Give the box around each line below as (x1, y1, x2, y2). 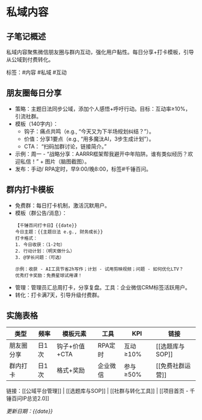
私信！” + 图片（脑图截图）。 (20, 158, 90, 165)
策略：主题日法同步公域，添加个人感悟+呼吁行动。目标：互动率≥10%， (14, 105, 191, 112)
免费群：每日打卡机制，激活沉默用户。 (14, 202, 110, 209)
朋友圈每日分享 (6, 88, 62, 98)
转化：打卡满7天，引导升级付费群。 (14, 291, 103, 298)
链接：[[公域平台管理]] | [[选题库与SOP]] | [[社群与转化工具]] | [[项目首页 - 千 (6, 388, 195, 395)
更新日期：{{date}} (6, 407, 53, 415)
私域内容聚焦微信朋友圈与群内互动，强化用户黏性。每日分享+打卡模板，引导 (6, 49, 194, 55)
